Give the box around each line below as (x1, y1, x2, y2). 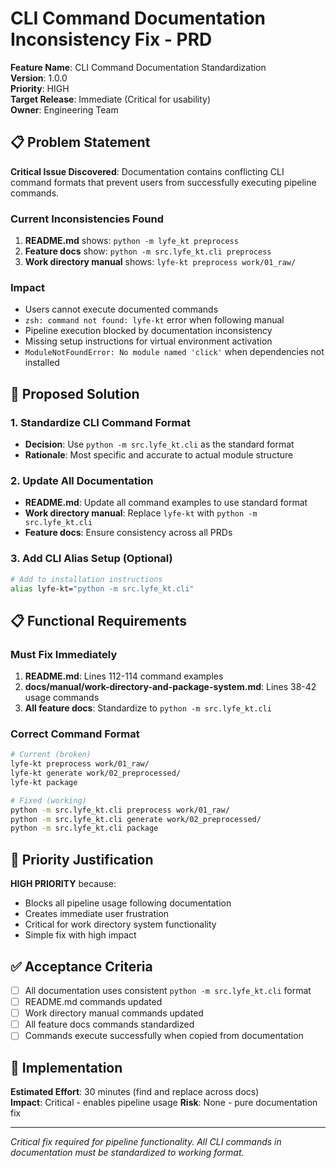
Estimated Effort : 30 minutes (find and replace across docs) (10, 1086, 260, 1098)
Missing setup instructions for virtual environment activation (24, 335, 273, 347)
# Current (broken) (10, 750, 92, 760)
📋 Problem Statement (10, 134, 151, 151)
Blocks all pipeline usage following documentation (24, 897, 232, 909)
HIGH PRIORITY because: (10, 878, 117, 890)
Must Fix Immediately (10, 647, 118, 661)
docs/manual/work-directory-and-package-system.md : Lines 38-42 (24, 681, 317, 693)
